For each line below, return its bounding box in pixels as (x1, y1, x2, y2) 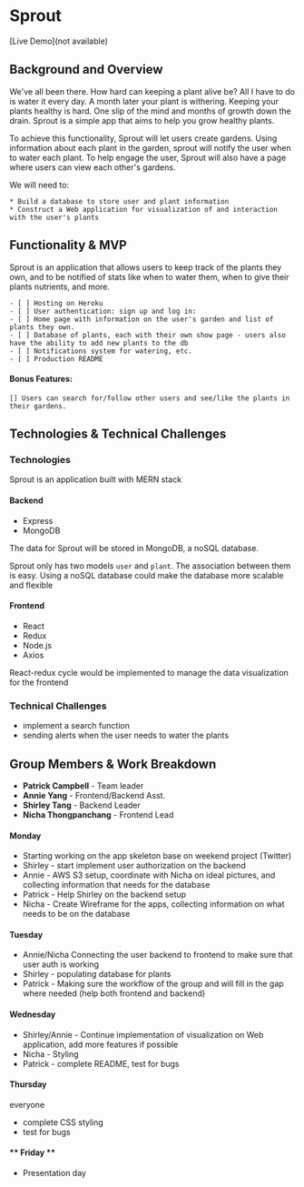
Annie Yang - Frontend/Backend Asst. (22, 790, 166, 800)
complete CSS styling (22, 1116, 104, 1128)
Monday (9, 830, 42, 841)
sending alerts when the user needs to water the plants (22, 729, 230, 741)
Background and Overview (9, 62, 163, 77)
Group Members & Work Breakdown (9, 756, 217, 771)
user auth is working (22, 959, 100, 970)
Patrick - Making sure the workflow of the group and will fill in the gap (22, 979, 284, 990)
